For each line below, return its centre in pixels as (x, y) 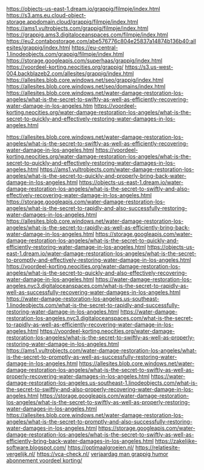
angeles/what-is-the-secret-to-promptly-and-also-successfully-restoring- (100, 422)
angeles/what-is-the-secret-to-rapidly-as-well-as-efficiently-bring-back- (98, 227)
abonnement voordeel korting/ (44, 460)
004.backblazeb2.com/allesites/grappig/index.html (70, 73)
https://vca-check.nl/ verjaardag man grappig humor (103, 454)
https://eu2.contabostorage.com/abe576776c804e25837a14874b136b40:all (101, 41)
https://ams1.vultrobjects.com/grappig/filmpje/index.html (77, 28)
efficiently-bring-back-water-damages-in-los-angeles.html (80, 441)
